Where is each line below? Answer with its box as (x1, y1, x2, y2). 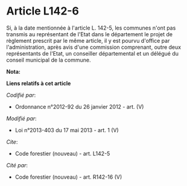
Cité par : (6, 161, 28, 168)
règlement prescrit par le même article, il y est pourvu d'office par (6, 37, 170, 44)
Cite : (6, 138, 18, 146)
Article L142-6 (6, 4, 80, 18)
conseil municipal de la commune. (6, 56, 91, 63)
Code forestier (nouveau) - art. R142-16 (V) (14, 173, 122, 181)
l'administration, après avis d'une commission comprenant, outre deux (6, 43, 182, 51)
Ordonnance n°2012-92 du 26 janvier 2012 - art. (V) (14, 103, 144, 110)
